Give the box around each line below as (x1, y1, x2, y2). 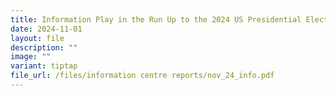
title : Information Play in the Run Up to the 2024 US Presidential (10, 14, 302, 25)
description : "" (10, 42, 78, 53)
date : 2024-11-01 (10, 24, 83, 34)
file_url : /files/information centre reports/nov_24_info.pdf (10, 71, 275, 81)
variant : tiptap (10, 61, 78, 71)
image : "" (10, 52, 52, 62)
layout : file (10, 33, 65, 43)
